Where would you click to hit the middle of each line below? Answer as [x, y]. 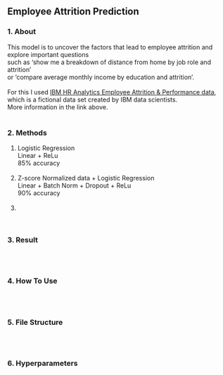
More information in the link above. [58, 107]
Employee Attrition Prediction [73, 12]
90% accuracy [39, 192]
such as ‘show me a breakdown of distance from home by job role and [109, 62]
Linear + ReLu [38, 155]
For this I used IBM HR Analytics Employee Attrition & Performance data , [112, 92]
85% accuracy [39, 163]
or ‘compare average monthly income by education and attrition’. [101, 77]
